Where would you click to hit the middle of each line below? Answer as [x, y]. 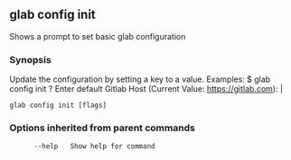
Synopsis [30, 59]
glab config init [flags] [58, 106]
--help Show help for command [94, 147]
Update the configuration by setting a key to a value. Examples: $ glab [140, 79]
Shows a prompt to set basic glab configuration [98, 36]
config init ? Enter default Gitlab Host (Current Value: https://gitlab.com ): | [146, 89]
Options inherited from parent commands [103, 128]
